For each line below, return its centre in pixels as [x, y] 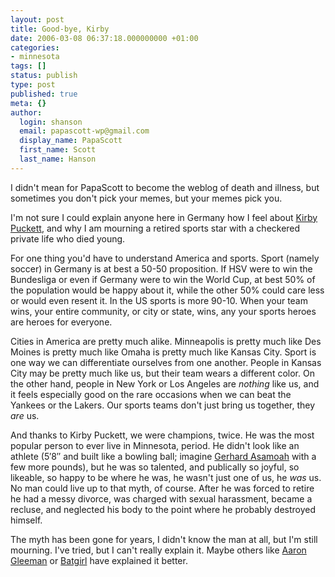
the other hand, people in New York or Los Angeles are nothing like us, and [165, 383]
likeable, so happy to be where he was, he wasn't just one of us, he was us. [166, 477]
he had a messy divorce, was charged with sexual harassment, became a [161, 498]
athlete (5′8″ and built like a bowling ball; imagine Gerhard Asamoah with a [163, 456]
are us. [25, 415]
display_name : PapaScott [71, 141]
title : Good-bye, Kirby [60, 29]
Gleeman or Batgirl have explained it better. [99, 560]
